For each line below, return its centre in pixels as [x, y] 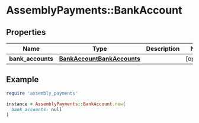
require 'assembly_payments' [42, 93]
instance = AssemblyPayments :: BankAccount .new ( [66, 104]
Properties [26, 32]
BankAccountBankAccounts [100, 59]
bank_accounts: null [37, 109]
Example [23, 80]
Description [163, 49]
